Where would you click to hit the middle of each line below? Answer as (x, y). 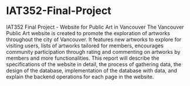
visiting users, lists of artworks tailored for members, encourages (85, 46)
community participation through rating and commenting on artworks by (93, 51)
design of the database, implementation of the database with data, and (92, 70)
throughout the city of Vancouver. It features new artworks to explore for (94, 39)
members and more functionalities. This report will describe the (83, 58)
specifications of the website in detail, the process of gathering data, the (94, 64)
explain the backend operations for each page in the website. (80, 77)
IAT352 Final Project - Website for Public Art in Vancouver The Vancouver (95, 27)
